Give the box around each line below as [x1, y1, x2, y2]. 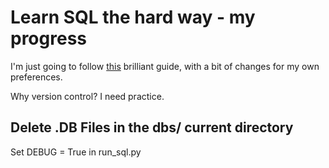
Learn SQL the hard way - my [10, 6, 256, 29]
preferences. [10, 71, 63, 83]
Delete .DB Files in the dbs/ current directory [10, 119, 294, 136]
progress [10, 27, 87, 50]
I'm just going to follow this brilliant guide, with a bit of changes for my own [10, 60, 320, 72]
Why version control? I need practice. [10, 90, 165, 102]
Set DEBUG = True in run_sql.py [10, 146, 142, 158]
